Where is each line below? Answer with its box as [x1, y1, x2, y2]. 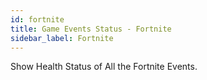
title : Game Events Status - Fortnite [10, 24, 172, 34]
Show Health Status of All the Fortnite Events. [10, 61, 198, 73]
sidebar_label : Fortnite [10, 33, 114, 43]
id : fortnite [10, 14, 65, 25]
